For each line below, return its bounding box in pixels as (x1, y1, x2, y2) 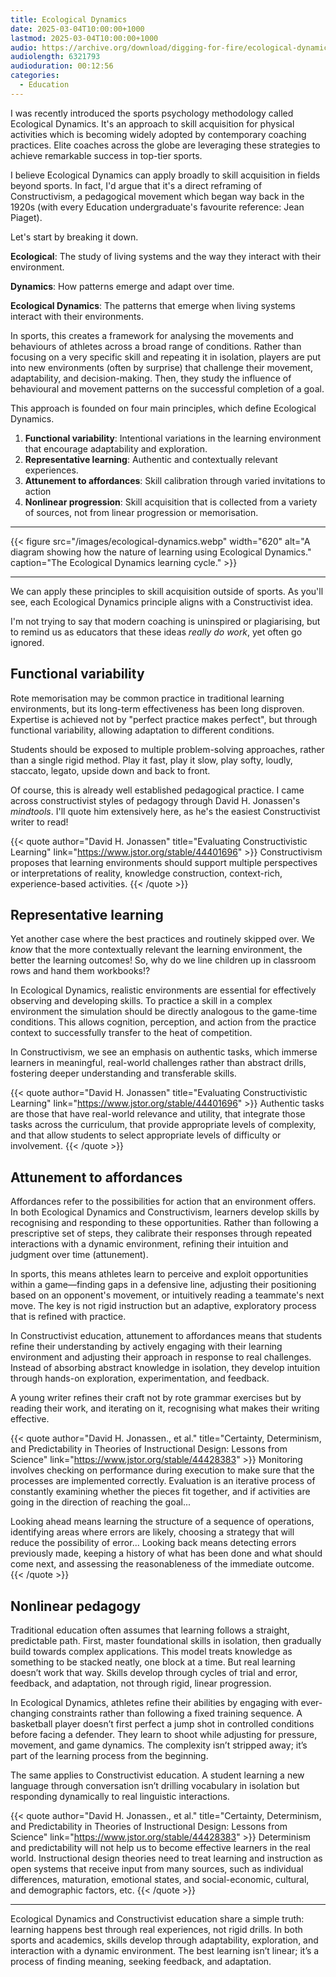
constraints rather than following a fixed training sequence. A (51, 1707, 303, 1719)
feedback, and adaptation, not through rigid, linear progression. (10, 1677, 272, 1689)
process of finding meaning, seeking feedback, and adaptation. (10, 1956, 272, 1967)
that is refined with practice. (10, 1311, 127, 1323)
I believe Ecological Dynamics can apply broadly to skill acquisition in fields (10, 169, 321, 181)
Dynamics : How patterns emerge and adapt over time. (10, 280, 235, 292)
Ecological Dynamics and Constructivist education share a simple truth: (10, 1913, 305, 1925)
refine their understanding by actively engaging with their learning (10, 1341, 283, 1353)
